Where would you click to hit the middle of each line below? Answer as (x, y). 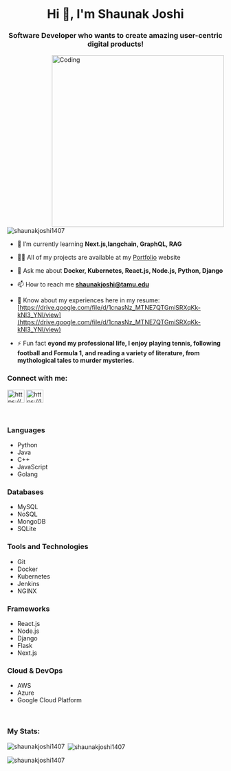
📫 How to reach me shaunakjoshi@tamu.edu (83, 284)
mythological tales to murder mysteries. (76, 361)
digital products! (115, 44)
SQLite (26, 529)
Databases (25, 492)
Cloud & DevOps (35, 671)
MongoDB (31, 522)
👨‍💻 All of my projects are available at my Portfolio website (99, 258)
